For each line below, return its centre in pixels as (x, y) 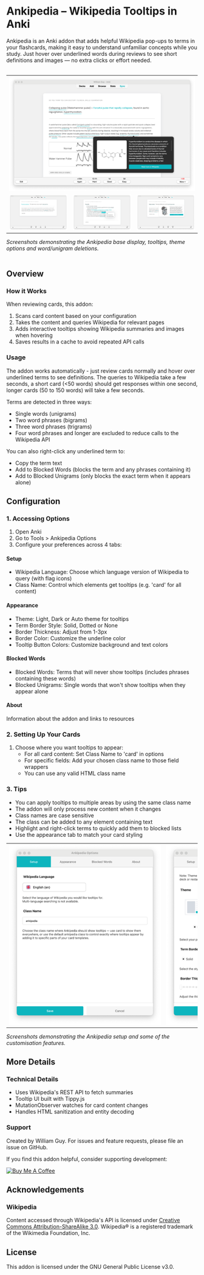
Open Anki (28, 532)
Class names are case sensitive (54, 815)
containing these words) (46, 678)
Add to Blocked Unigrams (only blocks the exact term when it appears (103, 476)
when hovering (34, 336)
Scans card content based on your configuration (76, 316)
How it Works (26, 291)
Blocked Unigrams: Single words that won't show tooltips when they (100, 685)
